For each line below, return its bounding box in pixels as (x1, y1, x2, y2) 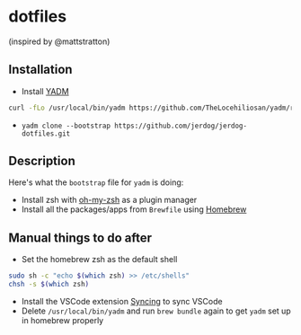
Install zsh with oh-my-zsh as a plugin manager (21, 195, 198, 206)
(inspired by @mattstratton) (8, 36, 111, 47)
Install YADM (21, 85, 69, 96)
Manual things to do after (8, 230, 153, 245)
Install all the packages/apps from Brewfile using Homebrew (21, 204, 247, 215)
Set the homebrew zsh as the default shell (21, 254, 178, 265)
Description (8, 154, 75, 169)
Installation (8, 62, 73, 77)
